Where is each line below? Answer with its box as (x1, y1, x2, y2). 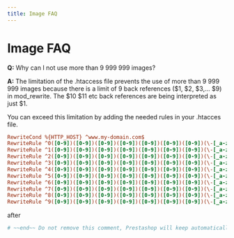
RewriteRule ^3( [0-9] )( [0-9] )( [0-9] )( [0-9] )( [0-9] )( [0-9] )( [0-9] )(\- (7, 160, 214, 167)
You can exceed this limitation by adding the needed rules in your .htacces (7, 112, 221, 121)
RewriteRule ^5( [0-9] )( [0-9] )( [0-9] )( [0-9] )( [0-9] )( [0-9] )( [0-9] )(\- (7, 172, 214, 179)
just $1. (7, 99, 28, 107)
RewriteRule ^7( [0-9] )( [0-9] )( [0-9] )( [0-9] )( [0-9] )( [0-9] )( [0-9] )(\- (7, 186, 214, 193)
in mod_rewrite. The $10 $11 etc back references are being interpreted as (7, 91, 217, 100)
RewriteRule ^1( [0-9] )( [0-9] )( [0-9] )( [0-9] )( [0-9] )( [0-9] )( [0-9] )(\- (7, 147, 214, 154)
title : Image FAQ (7, 10, 58, 17)
